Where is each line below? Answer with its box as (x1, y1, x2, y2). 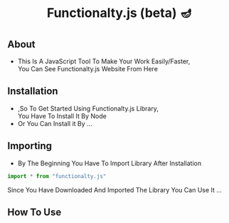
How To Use (7, 206, 62, 218)
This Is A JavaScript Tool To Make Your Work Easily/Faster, (17, 57, 191, 66)
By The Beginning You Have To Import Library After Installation (17, 159, 201, 167)
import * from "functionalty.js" (7, 172, 107, 180)
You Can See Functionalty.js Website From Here (17, 65, 159, 73)
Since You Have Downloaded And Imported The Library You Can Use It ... (7, 185, 223, 194)
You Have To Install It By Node (17, 111, 107, 120)
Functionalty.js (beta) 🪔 (46, 5, 193, 21)
